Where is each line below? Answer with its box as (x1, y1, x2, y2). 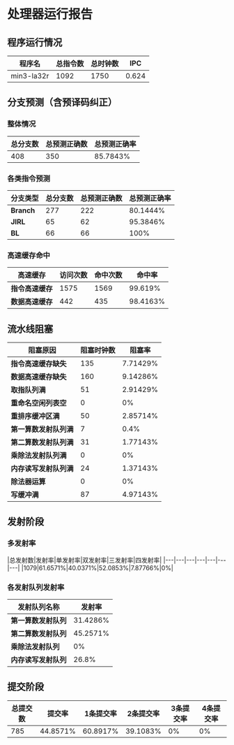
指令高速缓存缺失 (10, 359, 68, 369)
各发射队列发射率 (7, 582, 65, 592)
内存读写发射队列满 (10, 464, 75, 474)
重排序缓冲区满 (10, 412, 61, 421)
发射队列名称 (17, 602, 61, 612)
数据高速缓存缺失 (10, 372, 68, 382)
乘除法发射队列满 (10, 451, 68, 461)
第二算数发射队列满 (10, 437, 75, 447)
